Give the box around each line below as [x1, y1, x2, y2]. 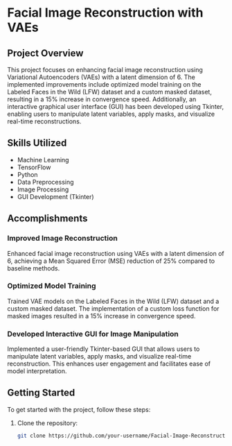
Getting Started [7, 387, 75, 399]
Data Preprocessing [17, 178, 74, 186]
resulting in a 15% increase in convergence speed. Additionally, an [7, 95, 197, 103]
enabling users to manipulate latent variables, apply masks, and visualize [7, 110, 215, 118]
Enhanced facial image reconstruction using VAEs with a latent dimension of [7, 249, 224, 257]
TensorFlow [17, 163, 51, 171]
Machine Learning [17, 155, 69, 164]
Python [17, 170, 38, 178]
